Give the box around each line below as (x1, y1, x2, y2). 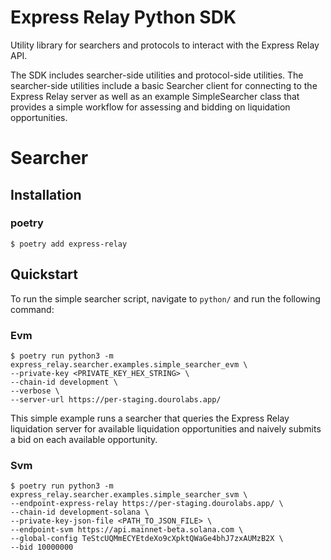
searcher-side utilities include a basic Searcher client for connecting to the (10, 79, 318, 91)
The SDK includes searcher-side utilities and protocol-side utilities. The (10, 69, 304, 81)
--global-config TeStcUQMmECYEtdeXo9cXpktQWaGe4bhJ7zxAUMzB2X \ (10, 534, 284, 544)
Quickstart (10, 266, 79, 283)
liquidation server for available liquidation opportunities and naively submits (10, 422, 322, 435)
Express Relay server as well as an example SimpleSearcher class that (10, 90, 300, 102)
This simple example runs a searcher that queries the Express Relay (10, 412, 290, 424)
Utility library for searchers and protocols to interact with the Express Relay (10, 39, 320, 51)
